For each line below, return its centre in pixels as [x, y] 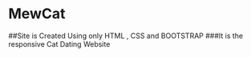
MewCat [37, 14]
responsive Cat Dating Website [59, 44]
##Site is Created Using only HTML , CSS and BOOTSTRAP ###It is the [126, 36]
